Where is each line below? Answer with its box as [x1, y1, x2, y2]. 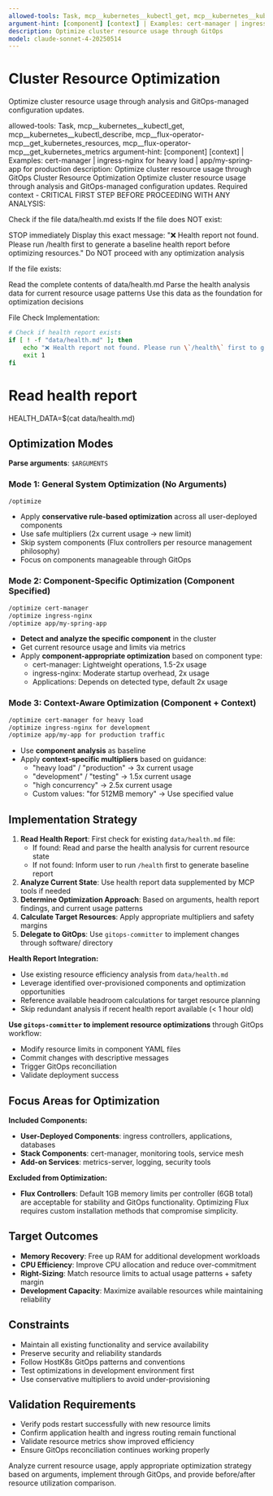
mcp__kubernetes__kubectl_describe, [8, 129, 134, 139]
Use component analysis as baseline [19, 746, 146, 755]
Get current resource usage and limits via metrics [19, 642, 186, 652]
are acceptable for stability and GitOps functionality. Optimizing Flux [19, 1197, 249, 1207]
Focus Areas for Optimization [8, 1094, 160, 1108]
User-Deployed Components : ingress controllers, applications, [19, 1131, 233, 1140]
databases [19, 1139, 56, 1149]
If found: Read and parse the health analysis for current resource [32, 843, 249, 853]
